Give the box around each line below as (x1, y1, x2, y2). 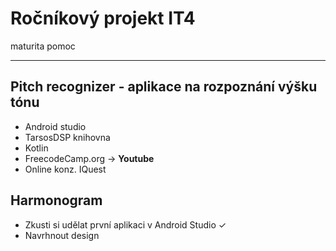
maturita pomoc (10, 40, 76, 52)
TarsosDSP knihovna (24, 131, 111, 143)
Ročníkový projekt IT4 (10, 7, 196, 30)
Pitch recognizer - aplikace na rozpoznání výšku (10, 78, 318, 96)
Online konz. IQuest (24, 163, 107, 175)
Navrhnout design (24, 229, 100, 241)
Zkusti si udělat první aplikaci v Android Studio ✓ (24, 218, 227, 231)
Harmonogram (10, 192, 103, 209)
